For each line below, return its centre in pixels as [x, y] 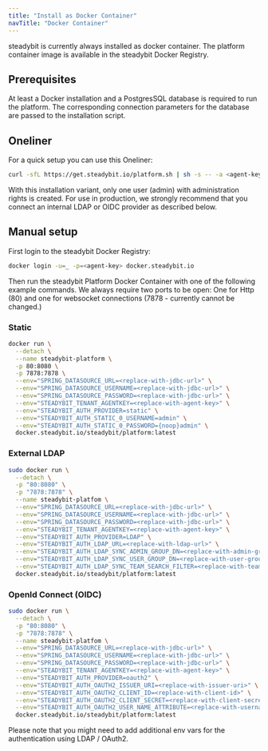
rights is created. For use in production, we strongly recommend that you [128, 198]
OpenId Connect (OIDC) [55, 594]
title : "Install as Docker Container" [73, 16]
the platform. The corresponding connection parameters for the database [129, 107]
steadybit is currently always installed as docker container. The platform [127, 46]
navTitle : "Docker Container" [59, 23]
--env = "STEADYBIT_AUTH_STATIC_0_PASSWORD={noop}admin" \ [112, 425]
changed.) [25, 306]
